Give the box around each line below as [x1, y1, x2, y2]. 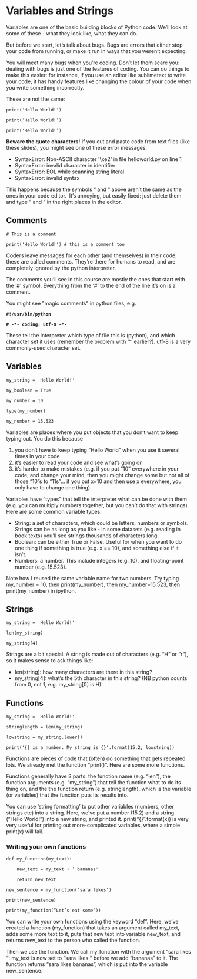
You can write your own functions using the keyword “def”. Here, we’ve [6, 918, 179, 925]
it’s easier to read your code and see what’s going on [14, 459, 143, 466]
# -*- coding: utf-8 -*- [6, 321, 67, 327]
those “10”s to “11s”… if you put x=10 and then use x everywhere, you [14, 478, 182, 485]
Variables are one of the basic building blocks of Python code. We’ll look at [6, 24, 188, 31]
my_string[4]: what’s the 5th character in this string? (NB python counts [14, 675, 188, 682]
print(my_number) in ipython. [6, 587, 76, 594]
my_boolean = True [6, 387, 51, 393]
